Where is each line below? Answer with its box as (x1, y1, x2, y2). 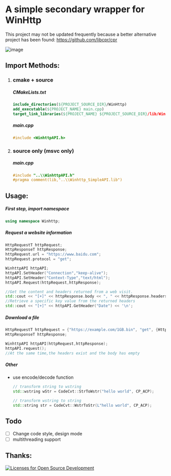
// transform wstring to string (12, 398, 81, 403)
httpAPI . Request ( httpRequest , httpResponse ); (5, 280, 101, 285)
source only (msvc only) (12, 147, 74, 154)
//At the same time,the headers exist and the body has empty (5, 350, 140, 356)
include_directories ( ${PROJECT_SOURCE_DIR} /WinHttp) (12, 102, 127, 107)
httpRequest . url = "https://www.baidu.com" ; (5, 252, 101, 257)
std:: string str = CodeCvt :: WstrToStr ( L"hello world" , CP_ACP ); (12, 403, 152, 408)
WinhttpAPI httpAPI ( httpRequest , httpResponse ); (5, 341, 108, 346)
